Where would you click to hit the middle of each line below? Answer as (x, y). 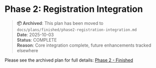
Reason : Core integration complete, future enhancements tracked (84, 45)
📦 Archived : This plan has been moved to (60, 23)
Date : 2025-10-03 (35, 34)
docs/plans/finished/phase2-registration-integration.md (77, 30)
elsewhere (27, 50)
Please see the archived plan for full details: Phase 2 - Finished (69, 60)
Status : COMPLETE (37, 40)
